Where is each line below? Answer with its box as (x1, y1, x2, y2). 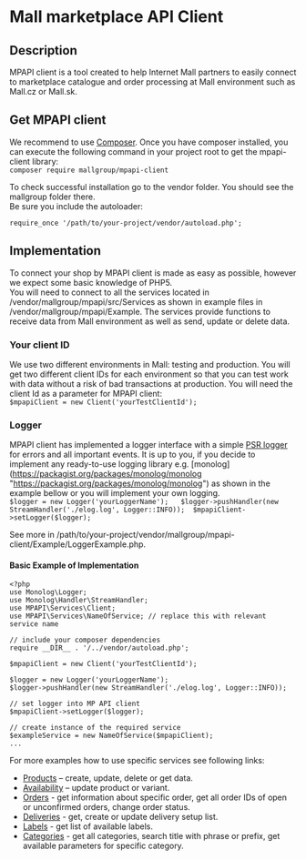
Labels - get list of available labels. (22, 821, 153, 832)
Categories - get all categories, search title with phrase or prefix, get (22, 831, 280, 842)
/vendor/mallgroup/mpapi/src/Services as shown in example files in (9, 296, 263, 307)
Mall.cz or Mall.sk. (9, 86, 77, 96)
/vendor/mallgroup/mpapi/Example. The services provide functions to (9, 306, 271, 317)
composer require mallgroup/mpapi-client (9, 166, 169, 175)
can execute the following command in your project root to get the (9, 146, 258, 157)
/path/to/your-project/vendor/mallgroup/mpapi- (56, 530, 235, 541)
